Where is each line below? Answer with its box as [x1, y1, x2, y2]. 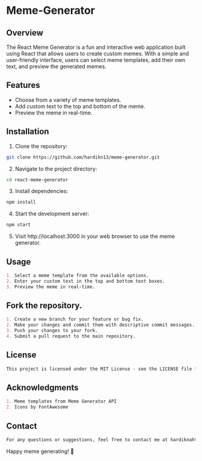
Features [6, 80, 40, 90]
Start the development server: [14, 210, 90, 218]
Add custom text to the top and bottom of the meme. [14, 102, 145, 110]
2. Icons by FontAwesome [6, 404, 69, 410]
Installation [6, 127, 49, 137]
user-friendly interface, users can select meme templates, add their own [6, 57, 186, 63]
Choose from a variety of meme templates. [14, 96, 121, 103]
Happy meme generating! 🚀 [6, 447, 75, 455]
